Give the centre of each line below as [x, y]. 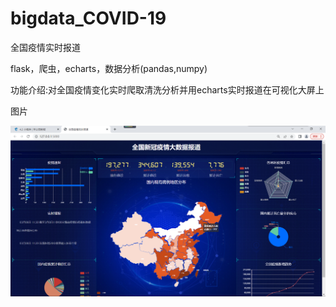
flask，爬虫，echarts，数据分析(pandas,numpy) [109, 68]
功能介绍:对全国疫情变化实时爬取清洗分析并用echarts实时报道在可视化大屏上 [167, 89]
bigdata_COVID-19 [88, 18]
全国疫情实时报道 [45, 47]
